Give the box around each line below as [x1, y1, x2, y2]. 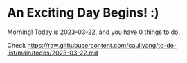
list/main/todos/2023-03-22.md [7, 48, 98, 57]
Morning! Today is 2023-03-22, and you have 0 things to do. [7, 28, 181, 36]
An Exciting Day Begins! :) [7, 5, 159, 21]
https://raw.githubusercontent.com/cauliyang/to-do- [27, 41, 177, 49]
